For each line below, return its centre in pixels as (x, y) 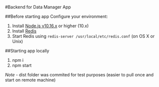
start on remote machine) (30, 80)
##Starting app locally (27, 51)
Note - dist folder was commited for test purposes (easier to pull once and (79, 75)
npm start (22, 65)
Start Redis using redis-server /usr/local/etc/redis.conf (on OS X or (83, 36)
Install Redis (24, 31)
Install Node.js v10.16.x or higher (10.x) (50, 26)
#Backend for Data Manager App (38, 7)
